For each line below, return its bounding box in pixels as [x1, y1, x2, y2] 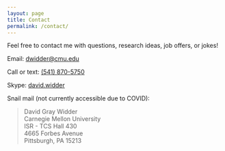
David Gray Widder [23, 107, 78, 116]
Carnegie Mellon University [23, 115, 101, 123]
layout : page [7, 10, 44, 17]
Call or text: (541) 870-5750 [7, 68, 85, 76]
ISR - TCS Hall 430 [23, 122, 77, 131]
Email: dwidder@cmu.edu [7, 55, 80, 63]
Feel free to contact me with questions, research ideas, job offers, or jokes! [7, 42, 219, 50]
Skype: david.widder [7, 81, 65, 90]
